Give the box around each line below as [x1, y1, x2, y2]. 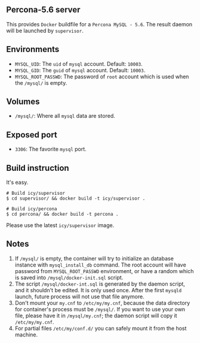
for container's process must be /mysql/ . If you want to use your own [14, 305, 186, 313]
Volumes [6, 97, 40, 107]
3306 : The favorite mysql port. [14, 146, 87, 153]
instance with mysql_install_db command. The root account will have [14, 261, 186, 268]
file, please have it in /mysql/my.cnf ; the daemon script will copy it [14, 312, 177, 319]
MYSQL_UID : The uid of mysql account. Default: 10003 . [14, 60, 143, 68]
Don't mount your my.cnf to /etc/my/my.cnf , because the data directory [14, 299, 190, 307]
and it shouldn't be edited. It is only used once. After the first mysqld [14, 286, 182, 293]
